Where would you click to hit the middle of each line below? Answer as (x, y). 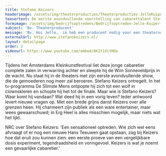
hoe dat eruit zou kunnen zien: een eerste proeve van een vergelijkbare (78, 137)
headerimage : (19, 14)
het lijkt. (13, 117)
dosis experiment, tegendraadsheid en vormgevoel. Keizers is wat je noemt (82, 143)
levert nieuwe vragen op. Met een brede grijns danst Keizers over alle (76, 102)
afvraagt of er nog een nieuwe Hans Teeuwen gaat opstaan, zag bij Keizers (82, 132)
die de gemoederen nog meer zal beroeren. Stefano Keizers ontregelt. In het (83, 81)
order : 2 (14, 46)
